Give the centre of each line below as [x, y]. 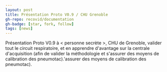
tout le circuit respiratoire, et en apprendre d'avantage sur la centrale [78, 48]
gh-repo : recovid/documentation [39, 19]
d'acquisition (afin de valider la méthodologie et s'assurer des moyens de [82, 54]
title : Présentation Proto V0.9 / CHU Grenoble [57, 15]
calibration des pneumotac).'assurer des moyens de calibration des [76, 59]
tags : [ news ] [19, 29]
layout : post [19, 10]
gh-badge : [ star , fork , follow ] [39, 24]
